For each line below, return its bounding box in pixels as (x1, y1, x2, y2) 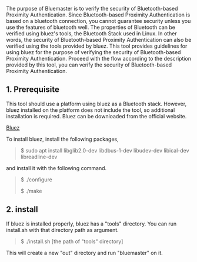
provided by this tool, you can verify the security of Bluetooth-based (6, 61, 172, 68)
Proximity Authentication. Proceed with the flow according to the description (6, 55, 192, 62)
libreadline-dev (20, 153, 58, 160)
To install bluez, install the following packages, (6, 135, 119, 142)
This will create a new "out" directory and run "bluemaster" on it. (6, 249, 163, 256)
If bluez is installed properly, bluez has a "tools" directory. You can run (6, 220, 177, 227)
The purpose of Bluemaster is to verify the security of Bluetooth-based (6, 5, 178, 12)
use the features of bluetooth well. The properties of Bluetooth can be (6, 24, 175, 31)
